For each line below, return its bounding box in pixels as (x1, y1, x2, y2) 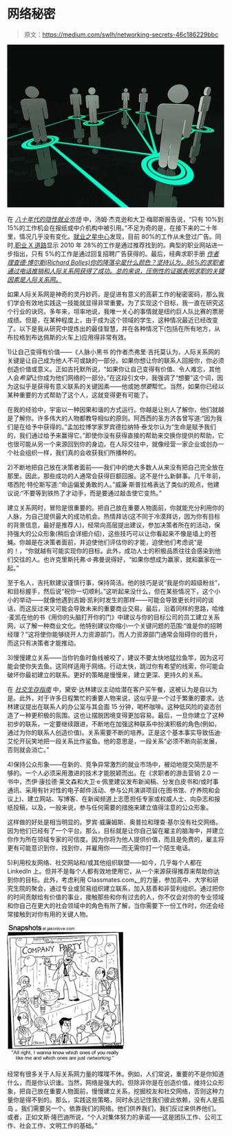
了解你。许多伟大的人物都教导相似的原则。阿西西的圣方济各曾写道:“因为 (12, 414, 217, 422)
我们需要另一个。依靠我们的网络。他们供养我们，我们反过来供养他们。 (20, 1104, 220, 1113)
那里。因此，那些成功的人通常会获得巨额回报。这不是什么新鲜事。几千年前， (7, 471, 224, 479)
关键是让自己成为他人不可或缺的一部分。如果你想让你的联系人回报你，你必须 (7, 356, 224, 364)
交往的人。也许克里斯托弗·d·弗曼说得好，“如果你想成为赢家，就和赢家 (12, 555, 210, 564)
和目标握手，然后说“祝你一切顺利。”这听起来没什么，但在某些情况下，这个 (7, 587, 215, 595)
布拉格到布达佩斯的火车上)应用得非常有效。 (7, 333, 131, 341)
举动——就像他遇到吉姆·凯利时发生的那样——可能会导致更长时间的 (19, 595, 209, 603)
